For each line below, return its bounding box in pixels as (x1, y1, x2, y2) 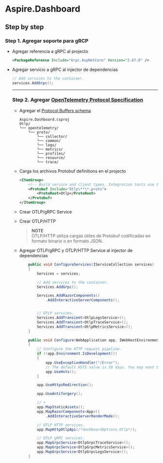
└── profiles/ (36, 151, 65, 156)
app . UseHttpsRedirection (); (36, 383, 94, 388)
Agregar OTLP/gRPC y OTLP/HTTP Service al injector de (19, 248, 133, 253)
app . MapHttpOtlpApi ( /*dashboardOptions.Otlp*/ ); (36, 427, 137, 432)
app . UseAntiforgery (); (36, 392, 83, 396)
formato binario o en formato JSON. (31, 238, 103, 244)
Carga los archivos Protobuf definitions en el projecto (19, 168, 126, 174)
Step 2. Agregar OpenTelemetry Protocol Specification (12, 96, 144, 103)
